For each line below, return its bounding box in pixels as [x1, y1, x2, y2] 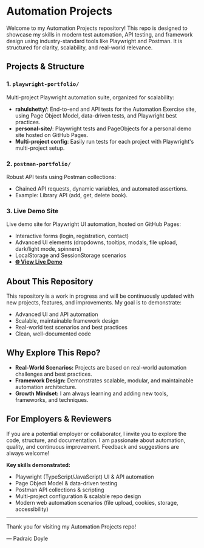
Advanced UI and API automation [15, 311, 98, 318]
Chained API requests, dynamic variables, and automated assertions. [15, 184, 188, 192]
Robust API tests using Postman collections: [6, 173, 117, 180]
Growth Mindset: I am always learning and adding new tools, [15, 390, 168, 397]
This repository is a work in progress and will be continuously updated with [6, 292, 194, 300]
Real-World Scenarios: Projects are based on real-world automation [15, 364, 187, 371]
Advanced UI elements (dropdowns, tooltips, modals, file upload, [15, 239, 178, 246]
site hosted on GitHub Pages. [15, 131, 89, 138]
